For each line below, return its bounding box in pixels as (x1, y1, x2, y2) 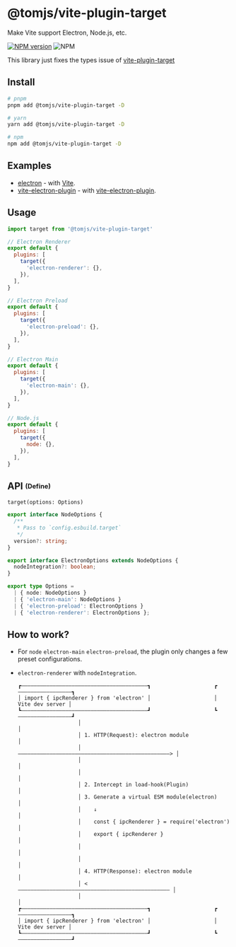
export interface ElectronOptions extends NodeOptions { (7, 557, 179, 564)
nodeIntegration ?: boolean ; (13, 564, 97, 571)
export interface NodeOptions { (7, 511, 102, 518)
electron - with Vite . (17, 178, 76, 187)
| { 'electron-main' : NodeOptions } (13, 595, 122, 603)
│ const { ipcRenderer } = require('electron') (77, 818, 230, 825)
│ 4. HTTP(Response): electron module (77, 868, 192, 875)
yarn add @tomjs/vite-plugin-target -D (7, 121, 125, 128)
